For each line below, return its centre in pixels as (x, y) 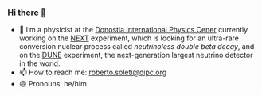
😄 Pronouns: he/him (53, 84)
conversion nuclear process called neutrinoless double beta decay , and (137, 47)
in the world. (39, 63)
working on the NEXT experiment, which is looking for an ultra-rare (129, 38)
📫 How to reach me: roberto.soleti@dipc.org (93, 72)
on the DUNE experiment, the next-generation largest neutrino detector (136, 55)
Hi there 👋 (27, 13)
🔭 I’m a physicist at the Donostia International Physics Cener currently (133, 30)
